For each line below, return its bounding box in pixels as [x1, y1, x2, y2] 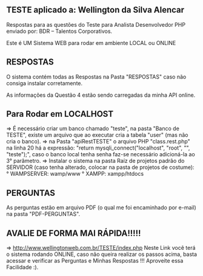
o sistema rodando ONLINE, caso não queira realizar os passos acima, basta [6, 250, 198, 258]
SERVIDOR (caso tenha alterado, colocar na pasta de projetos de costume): [6, 164, 195, 171]
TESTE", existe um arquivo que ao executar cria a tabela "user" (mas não [6, 131, 188, 139]
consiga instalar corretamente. [6, 79, 83, 87]
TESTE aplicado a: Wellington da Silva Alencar [6, 5, 185, 15]
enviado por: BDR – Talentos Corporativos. [6, 27, 113, 35]
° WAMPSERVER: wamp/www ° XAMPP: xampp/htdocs [6, 170, 144, 178]
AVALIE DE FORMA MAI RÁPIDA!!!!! [6, 228, 141, 238]
